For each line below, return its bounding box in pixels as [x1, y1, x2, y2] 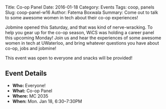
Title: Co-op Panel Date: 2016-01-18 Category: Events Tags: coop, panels [5, 4, 155, 10]
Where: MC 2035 [12, 93, 49, 99]
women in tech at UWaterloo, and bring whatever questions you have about [5, 40, 160, 46]
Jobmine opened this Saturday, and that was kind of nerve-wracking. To [5, 24, 153, 30]
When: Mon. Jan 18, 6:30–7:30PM [12, 98, 82, 104]
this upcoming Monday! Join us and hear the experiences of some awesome [5, 35, 162, 41]
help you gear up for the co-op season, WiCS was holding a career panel [5, 30, 155, 35]
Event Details [5, 69, 47, 78]
